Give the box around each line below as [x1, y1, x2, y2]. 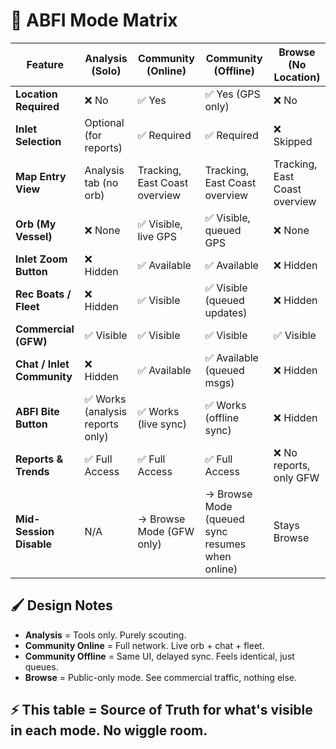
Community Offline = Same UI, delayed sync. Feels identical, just [24, 650, 295, 662]
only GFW [273, 470, 320, 484]
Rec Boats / [15, 287, 72, 301]
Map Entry [15, 169, 67, 183]
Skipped [273, 134, 313, 148]
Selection [15, 134, 62, 148]
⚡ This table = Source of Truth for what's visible [10, 702, 313, 719]
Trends [15, 464, 50, 478]
